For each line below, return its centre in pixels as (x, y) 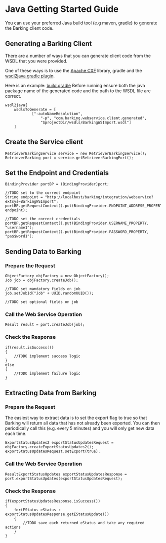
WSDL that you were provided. (36, 61)
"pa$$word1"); (20, 237)
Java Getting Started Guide (62, 9)
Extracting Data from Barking (51, 393)
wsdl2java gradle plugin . (30, 76)
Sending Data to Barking (43, 251)
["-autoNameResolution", (57, 114)
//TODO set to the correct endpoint (43, 193)
